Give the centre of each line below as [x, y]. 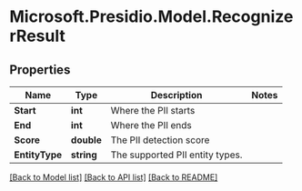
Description [176, 95]
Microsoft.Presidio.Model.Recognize [151, 17]
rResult [37, 36]
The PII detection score [160, 140]
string [84, 155]
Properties [40, 70]
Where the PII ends [151, 125]
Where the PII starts [153, 111]
